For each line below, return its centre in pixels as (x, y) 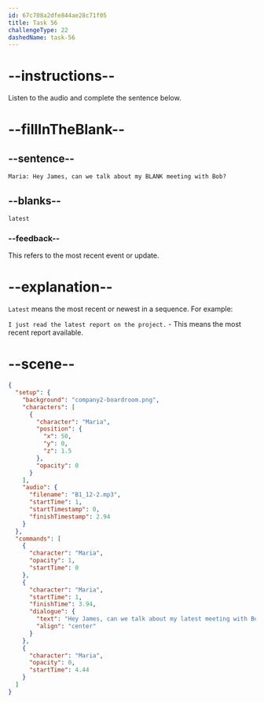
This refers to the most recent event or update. (84, 255)
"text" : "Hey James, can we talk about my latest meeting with (142, 619)
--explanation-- (60, 287)
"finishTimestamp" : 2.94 (70, 516)
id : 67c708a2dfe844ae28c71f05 (58, 15)
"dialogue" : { (52, 612)
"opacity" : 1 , (52, 561)
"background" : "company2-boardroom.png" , (91, 400)
